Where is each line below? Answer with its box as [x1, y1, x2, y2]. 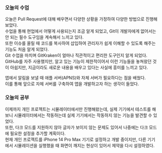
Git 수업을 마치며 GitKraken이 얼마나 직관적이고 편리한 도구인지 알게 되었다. [5, 52, 147, 59]
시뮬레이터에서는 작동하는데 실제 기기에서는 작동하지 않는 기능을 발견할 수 [14, 112, 152, 118]
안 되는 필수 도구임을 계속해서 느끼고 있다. [5, 34, 84, 40]
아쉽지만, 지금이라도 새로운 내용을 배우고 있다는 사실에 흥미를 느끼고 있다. [10, 64, 148, 71]
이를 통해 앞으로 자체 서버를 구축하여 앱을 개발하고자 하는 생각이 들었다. [5, 81, 139, 87]
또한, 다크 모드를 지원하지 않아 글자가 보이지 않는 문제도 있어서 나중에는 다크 [5, 124, 148, 130]
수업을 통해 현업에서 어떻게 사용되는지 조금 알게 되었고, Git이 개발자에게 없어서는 [5, 28, 156, 34]
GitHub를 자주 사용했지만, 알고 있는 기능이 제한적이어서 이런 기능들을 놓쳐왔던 [5, 59, 152, 64]
